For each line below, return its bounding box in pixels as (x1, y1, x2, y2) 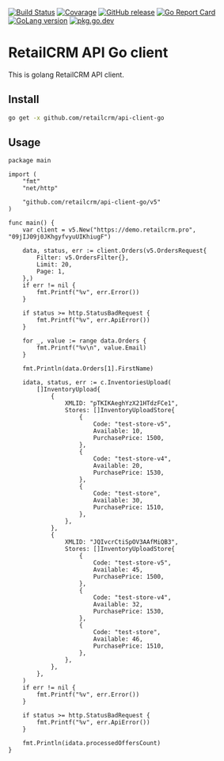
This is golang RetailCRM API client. (8, 70, 124, 79)
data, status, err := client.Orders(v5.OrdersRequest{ (22, 247, 207, 255)
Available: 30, (93, 496, 144, 505)
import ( (8, 170, 37, 178)
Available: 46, (93, 635, 144, 644)
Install (8, 93, 40, 106)
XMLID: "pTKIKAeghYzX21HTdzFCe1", (64, 400, 179, 407)
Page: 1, (36, 268, 66, 276)
